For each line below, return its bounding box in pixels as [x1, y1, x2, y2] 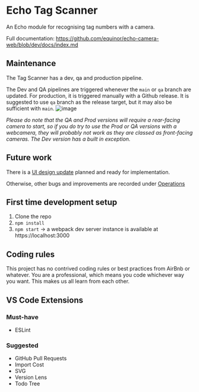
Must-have [6, 313, 39, 321]
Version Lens [14, 374, 48, 381]
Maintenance [6, 58, 56, 69]
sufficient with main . [6, 105, 55, 112]
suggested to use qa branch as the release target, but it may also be [6, 98, 172, 105]
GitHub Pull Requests [14, 355, 67, 362]
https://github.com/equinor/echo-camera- [55, 35, 159, 42]
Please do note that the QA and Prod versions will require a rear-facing [6, 116, 181, 123]
